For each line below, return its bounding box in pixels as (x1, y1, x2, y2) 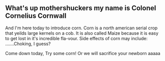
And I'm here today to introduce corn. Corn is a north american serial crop (5, 25, 158, 31)
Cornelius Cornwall (5, 12, 66, 20)
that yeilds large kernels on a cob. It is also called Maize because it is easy (5, 30, 158, 36)
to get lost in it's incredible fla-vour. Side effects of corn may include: (5, 35, 148, 41)
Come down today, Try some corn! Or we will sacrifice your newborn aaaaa (5, 50, 161, 56)
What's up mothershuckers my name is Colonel (5, 4, 156, 12)
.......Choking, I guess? (5, 41, 51, 47)
